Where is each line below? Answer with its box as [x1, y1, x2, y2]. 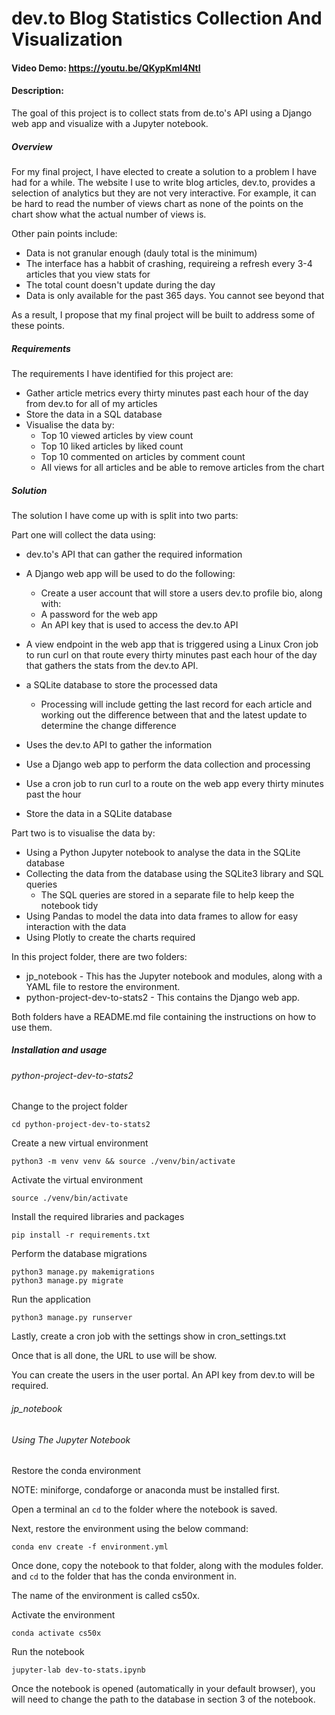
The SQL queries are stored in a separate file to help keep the [40, 888, 295, 901]
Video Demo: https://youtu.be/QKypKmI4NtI [11, 62, 201, 74]
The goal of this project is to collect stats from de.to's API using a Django [11, 107, 313, 119]
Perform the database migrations [11, 1248, 148, 1260]
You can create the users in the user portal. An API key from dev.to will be [11, 1369, 316, 1381]
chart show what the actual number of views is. [11, 208, 207, 220]
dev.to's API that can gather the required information [25, 548, 243, 560]
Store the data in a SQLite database [25, 807, 173, 819]
